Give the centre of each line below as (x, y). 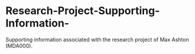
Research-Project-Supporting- (83, 11)
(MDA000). (19, 46)
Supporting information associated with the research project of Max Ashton (97, 39)
